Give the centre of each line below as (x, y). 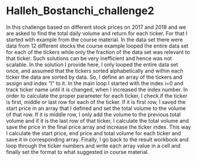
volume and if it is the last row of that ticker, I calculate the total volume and (98, 120)
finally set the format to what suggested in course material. (77, 152)
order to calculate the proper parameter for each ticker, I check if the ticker (97, 96)
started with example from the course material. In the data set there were (95, 39)
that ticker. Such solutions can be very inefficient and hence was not (89, 58)
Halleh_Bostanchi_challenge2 (80, 11)
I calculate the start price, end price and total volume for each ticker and (94, 133)
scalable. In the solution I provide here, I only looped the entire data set (92, 64)
